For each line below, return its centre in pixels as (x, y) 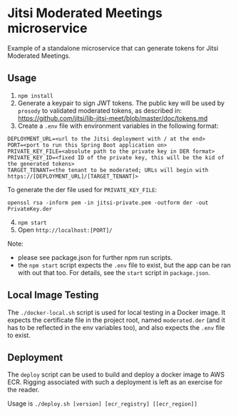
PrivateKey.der (30, 209)
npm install (35, 96)
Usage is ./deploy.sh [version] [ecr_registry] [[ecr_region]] (103, 404)
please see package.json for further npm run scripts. (95, 257)
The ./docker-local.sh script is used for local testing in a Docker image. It (117, 312)
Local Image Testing (53, 295)
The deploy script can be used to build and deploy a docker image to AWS (116, 375)
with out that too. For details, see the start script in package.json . (114, 272)
